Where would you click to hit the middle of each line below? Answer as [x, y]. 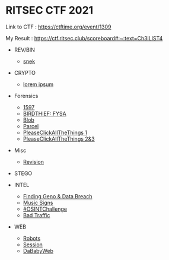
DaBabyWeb [38, 251]
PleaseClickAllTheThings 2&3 [59, 139]
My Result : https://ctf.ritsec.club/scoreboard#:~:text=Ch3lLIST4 [84, 38]
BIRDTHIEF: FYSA [44, 113]
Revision [33, 161]
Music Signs [38, 202]
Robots [32, 238]
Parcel [31, 126]
